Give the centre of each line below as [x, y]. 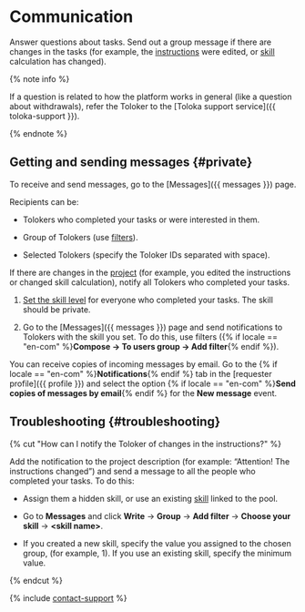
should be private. [56, 309]
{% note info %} [40, 78]
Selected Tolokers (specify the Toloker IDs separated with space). [146, 255]
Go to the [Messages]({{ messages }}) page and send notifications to [152, 327]
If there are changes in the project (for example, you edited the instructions [150, 272]
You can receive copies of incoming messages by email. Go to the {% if [143, 364]
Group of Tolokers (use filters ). [80, 237]
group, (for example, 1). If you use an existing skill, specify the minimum [157, 553]
